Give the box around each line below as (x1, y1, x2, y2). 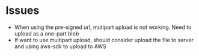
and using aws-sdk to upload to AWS (14, 43, 106, 50)
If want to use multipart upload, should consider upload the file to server (14, 36, 194, 43)
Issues (5, 4, 40, 17)
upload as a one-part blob (14, 30, 79, 37)
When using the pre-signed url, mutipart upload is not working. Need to (14, 23, 192, 31)
